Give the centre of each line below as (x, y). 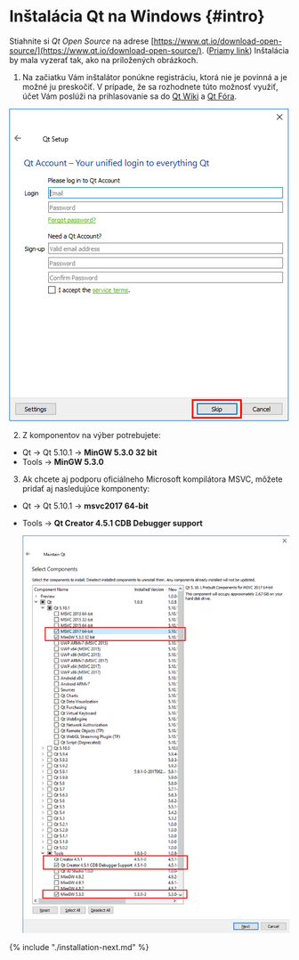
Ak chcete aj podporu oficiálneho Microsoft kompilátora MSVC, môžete (152, 479)
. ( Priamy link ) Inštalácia (245, 50)
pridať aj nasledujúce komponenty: (86, 488)
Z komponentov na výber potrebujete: (92, 435)
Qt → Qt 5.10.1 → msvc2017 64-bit (85, 506)
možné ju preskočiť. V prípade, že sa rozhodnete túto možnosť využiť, (150, 86)
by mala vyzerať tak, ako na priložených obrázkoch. (104, 60)
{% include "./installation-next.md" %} (79, 947)
